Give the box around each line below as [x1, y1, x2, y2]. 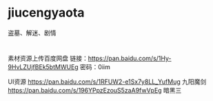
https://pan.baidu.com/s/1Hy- [88, 54, 172, 63]
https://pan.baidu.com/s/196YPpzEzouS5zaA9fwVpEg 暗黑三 [8, 86, 182, 95]
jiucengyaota [8, 5, 85, 21]
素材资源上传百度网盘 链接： [8, 54, 88, 63]
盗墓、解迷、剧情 [8, 28, 57, 37]
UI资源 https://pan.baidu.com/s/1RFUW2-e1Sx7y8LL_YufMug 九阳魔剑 [8, 77, 207, 86]
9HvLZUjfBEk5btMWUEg [8, 63, 79, 71]
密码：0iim [79, 63, 111, 71]
